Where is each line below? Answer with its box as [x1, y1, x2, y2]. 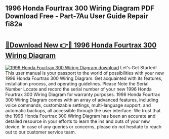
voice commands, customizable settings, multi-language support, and [5, 102, 151, 108]
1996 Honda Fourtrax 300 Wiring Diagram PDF [5, 4, 154, 13]
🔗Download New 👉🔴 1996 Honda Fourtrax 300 [5, 40, 157, 50]
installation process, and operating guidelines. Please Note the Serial [5, 81, 149, 86]
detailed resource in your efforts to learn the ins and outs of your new [5, 118, 150, 124]
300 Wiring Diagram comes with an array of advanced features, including [5, 97, 158, 103]
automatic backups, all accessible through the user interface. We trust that [5, 108, 161, 113]
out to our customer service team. [5, 129, 76, 135]
